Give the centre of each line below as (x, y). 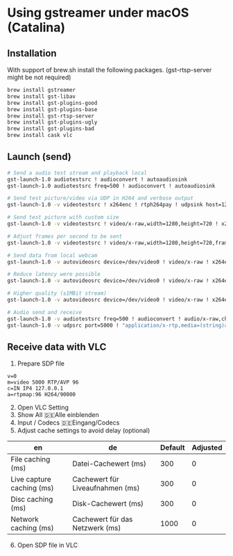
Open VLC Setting (43, 407)
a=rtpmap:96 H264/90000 (42, 395)
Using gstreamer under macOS (98, 13)
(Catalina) (36, 27)
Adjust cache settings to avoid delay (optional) (84, 431)
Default (172, 448)
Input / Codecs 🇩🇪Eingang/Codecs (68, 423)
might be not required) (39, 77)
